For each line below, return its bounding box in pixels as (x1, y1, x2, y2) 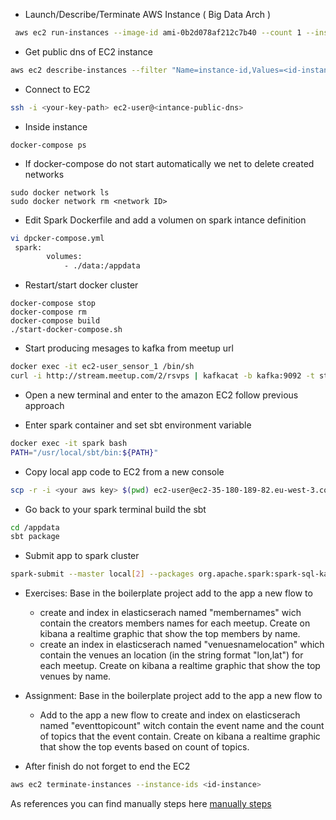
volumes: (46, 252, 83, 262)
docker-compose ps (10, 140, 87, 150)
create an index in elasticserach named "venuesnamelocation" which (39, 639, 325, 651)
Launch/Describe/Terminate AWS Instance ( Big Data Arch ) (24, 9, 272, 20)
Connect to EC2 (24, 83, 91, 95)
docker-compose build (10, 316, 101, 326)
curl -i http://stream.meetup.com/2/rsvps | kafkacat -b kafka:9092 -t (10, 371, 315, 381)
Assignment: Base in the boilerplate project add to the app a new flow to (24, 690, 323, 702)
